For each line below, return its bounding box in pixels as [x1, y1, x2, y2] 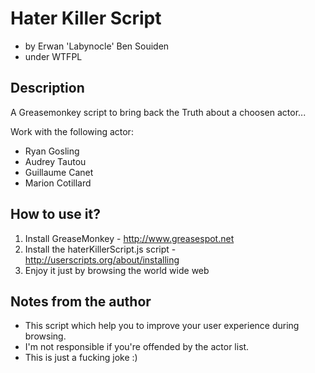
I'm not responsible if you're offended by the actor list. [24, 341, 250, 353]
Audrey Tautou [24, 155, 87, 167]
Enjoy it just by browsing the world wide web [24, 264, 210, 276]
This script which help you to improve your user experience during [24, 320, 300, 332]
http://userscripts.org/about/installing [24, 253, 180, 266]
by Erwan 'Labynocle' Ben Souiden [24, 40, 170, 52]
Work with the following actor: [10, 125, 134, 137]
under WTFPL [24, 50, 83, 62]
